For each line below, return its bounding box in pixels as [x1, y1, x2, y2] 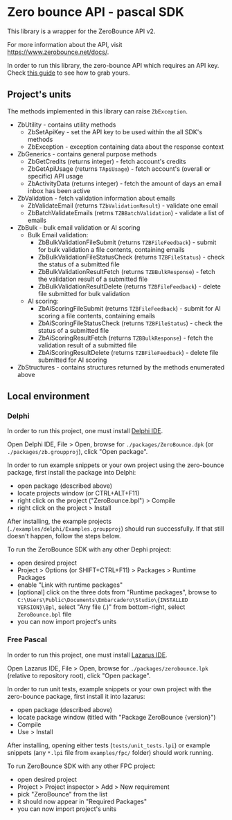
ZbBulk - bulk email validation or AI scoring [17, 223, 141, 232]
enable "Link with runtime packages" [17, 581, 123, 589]
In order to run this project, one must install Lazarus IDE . [7, 650, 168, 659]
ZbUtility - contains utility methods [17, 120, 116, 129]
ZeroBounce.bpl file [17, 610, 72, 619]
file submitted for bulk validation [37, 289, 130, 298]
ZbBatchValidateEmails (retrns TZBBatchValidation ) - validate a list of [27, 208, 225, 217]
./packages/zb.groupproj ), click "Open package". [7, 448, 148, 456]
